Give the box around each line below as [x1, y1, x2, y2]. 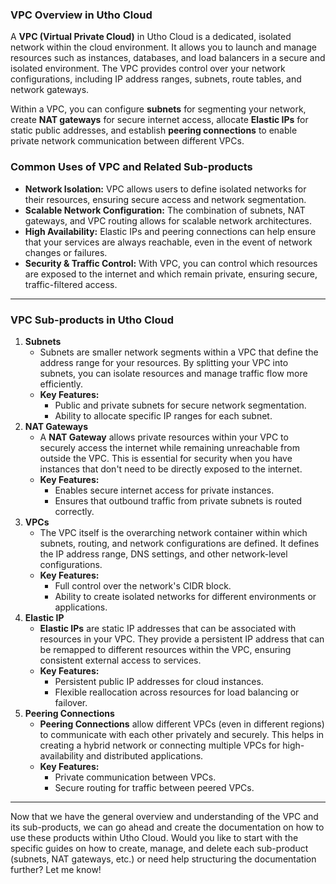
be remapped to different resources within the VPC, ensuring [39, 643, 292, 655]
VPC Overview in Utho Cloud [10, 8, 153, 22]
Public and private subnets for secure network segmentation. [54, 399, 307, 411]
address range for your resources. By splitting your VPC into [39, 356, 289, 368]
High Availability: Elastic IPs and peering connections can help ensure [24, 225, 317, 237]
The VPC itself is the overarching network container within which [39, 526, 308, 538]
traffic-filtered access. [24, 278, 118, 290]
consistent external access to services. [39, 654, 202, 666]
